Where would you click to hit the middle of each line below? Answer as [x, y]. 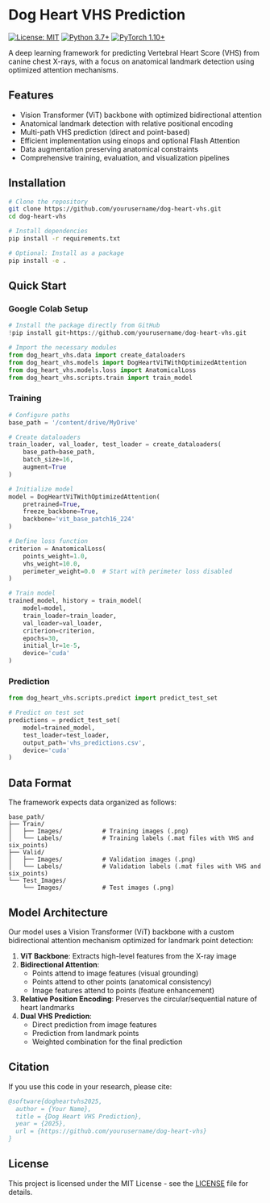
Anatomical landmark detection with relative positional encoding [127, 123]
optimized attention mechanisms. [63, 69]
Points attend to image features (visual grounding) [115, 973]
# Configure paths [39, 415]
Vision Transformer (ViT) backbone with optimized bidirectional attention [141, 115]
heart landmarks [47, 1007]
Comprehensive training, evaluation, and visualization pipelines [125, 157]
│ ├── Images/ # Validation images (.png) [102, 860]
